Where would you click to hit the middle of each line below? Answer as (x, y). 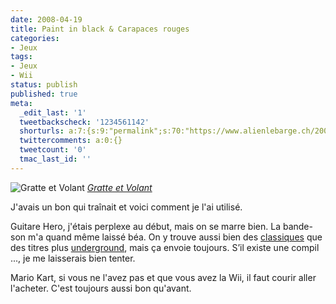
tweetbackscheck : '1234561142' (84, 122)
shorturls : (42, 131)
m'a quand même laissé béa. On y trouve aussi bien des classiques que (175, 237)
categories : (35, 38)
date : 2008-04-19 (46, 19)
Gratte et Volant (119, 187)
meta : (21, 103)
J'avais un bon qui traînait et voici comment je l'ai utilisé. (126, 207)
